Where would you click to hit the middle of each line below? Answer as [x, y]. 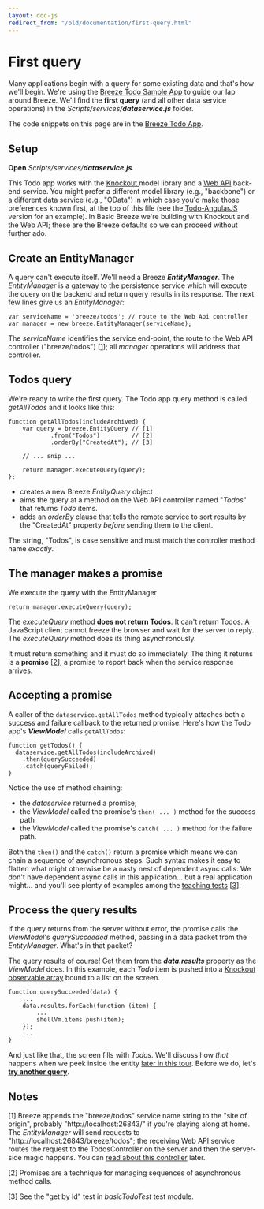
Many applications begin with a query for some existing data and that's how [131, 84]
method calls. [30, 1181]
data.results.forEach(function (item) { [89, 1006]
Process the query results [73, 910]
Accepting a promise [60, 695]
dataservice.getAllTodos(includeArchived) [86, 752]
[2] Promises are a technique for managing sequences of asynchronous [125, 1173]
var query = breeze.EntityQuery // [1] [88, 428]
